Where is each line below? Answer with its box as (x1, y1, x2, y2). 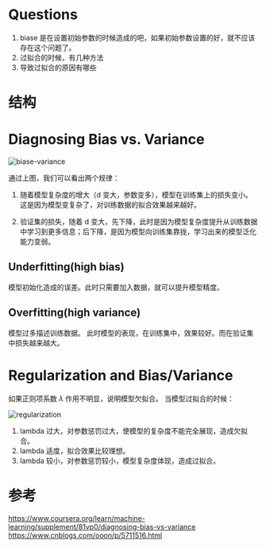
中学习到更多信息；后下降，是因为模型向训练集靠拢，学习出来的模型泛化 (19, 227, 256, 236)
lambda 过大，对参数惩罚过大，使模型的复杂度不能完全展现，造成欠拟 (19, 426, 249, 435)
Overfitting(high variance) (8, 306, 141, 320)
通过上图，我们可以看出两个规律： (8, 173, 120, 183)
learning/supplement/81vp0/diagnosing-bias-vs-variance (8, 522, 196, 531)
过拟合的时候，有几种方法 (19, 52, 104, 62)
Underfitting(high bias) (8, 260, 125, 274)
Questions (8, 6, 78, 24)
